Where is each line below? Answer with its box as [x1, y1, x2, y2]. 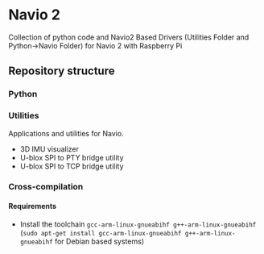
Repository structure [8, 65, 115, 78]
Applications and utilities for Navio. [8, 128, 124, 138]
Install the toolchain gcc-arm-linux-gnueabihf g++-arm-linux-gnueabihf [19, 219, 257, 229]
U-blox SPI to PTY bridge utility [19, 152, 124, 162]
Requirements [8, 202, 57, 211]
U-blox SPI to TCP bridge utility [19, 161, 124, 171]
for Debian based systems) [55, 236, 145, 246]
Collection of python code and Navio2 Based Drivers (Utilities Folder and [8, 32, 250, 42]
